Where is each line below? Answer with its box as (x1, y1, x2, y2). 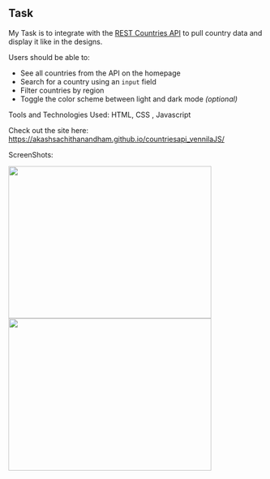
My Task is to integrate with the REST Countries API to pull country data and (8, 28, 263, 37)
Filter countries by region (19, 85, 105, 95)
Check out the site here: (8, 125, 89, 135)
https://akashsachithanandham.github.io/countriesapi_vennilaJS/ (8, 134, 225, 144)
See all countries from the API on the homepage (19, 68, 181, 78)
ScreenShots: (8, 149, 54, 159)
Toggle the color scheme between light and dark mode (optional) (19, 93, 238, 104)
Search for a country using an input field (19, 76, 156, 86)
